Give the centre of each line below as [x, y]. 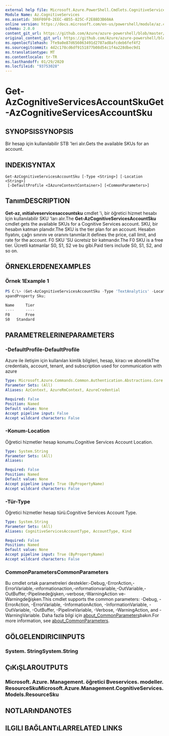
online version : [22, 24]
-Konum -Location [27, 431]
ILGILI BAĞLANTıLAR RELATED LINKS [64, 728]
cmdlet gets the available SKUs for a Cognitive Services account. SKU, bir [82, 224]
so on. [12, 250]
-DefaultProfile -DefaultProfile [42, 350]
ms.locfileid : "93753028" [32, 66]
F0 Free [20, 315]
